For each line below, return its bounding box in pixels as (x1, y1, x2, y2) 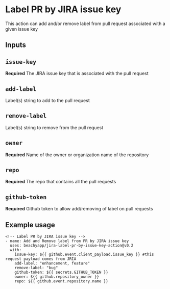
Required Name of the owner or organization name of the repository (5, 152, 149, 158)
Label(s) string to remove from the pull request (5, 124, 104, 131)
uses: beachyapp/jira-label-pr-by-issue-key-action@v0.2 (10, 243, 134, 248)
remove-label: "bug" (14, 266, 58, 271)
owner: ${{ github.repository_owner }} (14, 274, 100, 279)
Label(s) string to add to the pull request (5, 97, 90, 103)
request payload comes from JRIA (5, 256, 77, 261)
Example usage (5, 221, 55, 229)
